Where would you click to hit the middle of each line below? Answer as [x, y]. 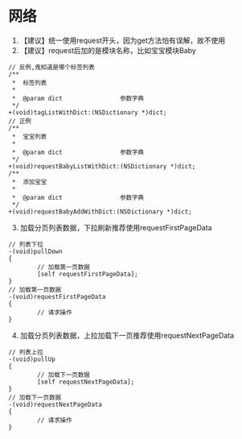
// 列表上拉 [26, 352]
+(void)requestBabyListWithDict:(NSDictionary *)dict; [102, 166]
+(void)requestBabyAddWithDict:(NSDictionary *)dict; [100, 211]
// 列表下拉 [26, 244]
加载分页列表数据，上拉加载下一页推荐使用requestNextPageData [127, 335]
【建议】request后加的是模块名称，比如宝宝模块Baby [108, 50]
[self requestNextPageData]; [86, 382]
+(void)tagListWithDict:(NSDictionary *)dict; [88, 112]
